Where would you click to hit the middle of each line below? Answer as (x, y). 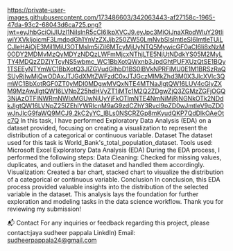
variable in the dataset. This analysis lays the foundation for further (103, 194)
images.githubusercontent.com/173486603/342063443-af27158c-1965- (111, 17)
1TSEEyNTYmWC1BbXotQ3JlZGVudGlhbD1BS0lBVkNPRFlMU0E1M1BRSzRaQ (116, 69)
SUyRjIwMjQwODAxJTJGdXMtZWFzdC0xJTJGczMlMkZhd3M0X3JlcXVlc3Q (116, 76)
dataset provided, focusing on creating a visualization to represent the (107, 128)
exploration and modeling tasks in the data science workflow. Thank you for (115, 201)
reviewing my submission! (44, 209)
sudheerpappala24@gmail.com (52, 240)
